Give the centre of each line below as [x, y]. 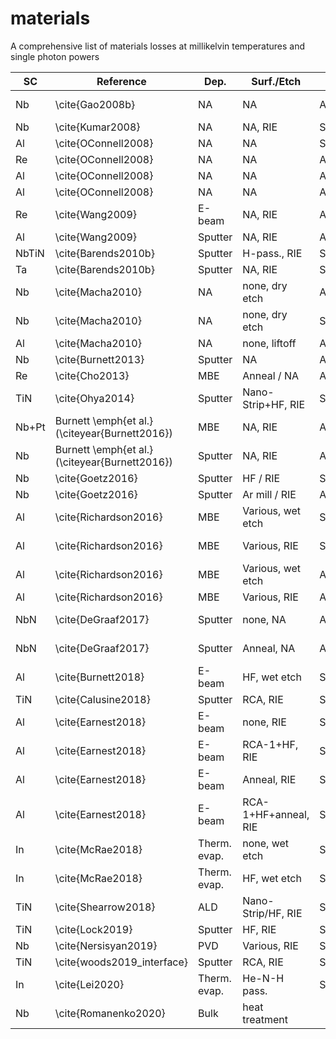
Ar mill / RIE [269, 494]
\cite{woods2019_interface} [121, 962]
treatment [265, 1019]
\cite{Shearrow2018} [105, 907]
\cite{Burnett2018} [99, 677]
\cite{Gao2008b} [95, 104]
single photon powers [55, 56]
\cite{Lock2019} [93, 929]
